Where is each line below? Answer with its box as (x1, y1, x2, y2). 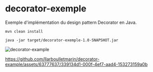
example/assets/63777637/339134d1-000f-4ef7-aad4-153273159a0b (5, 61, 148, 67)
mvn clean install (5, 29, 43, 34)
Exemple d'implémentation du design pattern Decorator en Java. (5, 19, 137, 25)
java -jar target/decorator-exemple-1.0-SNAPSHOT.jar (5, 38, 119, 43)
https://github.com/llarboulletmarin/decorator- (5, 56, 100, 62)
